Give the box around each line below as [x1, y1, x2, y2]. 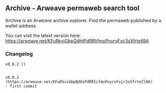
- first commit [5, 84, 37, 89]
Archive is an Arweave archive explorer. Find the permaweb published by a [5, 17, 161, 23]
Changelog [5, 50, 33, 57]
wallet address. [5, 23, 37, 29]
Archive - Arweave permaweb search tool [5, 4, 140, 13]
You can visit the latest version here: [5, 32, 81, 38]
